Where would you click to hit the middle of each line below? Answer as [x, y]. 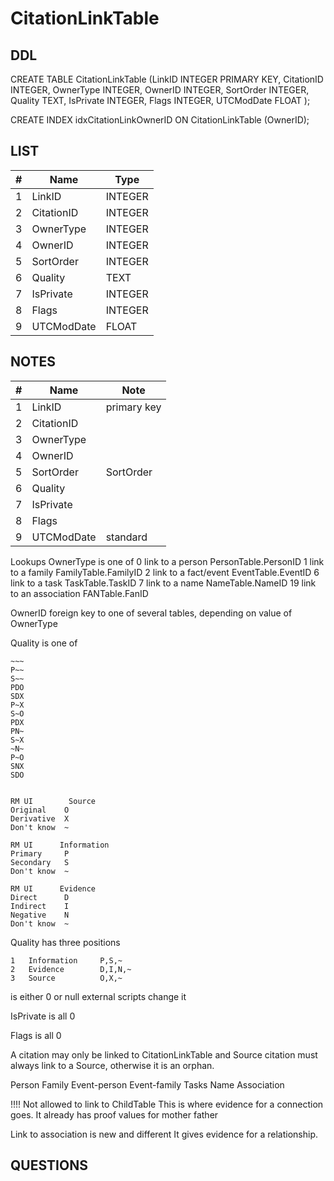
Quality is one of [44, 643]
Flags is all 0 [36, 1035]
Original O [40, 810]
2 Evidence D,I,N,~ [71, 969]
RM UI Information [60, 845]
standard [126, 537]
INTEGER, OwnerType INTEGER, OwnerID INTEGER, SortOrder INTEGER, [160, 90]
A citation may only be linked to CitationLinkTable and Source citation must [164, 1054]
